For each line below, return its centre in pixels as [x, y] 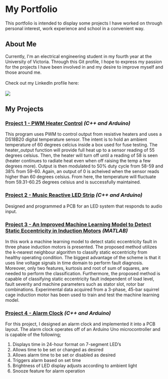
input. [11, 211]
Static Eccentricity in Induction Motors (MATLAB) [66, 231]
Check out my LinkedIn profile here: [42, 83]
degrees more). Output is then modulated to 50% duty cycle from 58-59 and [84, 166]
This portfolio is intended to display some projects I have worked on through [84, 23]
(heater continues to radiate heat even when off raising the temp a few [78, 161]
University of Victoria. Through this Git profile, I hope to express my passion [83, 62]
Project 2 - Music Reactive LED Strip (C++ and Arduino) [74, 195]
